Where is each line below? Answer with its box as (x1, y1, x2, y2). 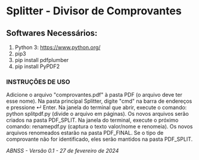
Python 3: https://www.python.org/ (14, 44, 101, 51)
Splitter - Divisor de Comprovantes (6, 4, 182, 18)
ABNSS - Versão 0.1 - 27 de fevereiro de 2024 (6, 147, 119, 155)
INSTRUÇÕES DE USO (6, 78, 70, 86)
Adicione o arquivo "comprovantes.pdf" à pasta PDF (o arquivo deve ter (6, 91, 183, 99)
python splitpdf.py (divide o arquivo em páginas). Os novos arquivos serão (6, 110, 189, 118)
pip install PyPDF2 (14, 63, 60, 70)
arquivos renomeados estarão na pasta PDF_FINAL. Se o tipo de (6, 130, 164, 137)
